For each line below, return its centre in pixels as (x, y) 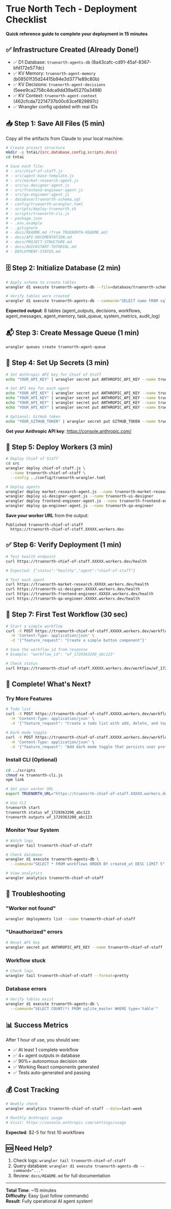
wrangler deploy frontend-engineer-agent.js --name (61, 501)
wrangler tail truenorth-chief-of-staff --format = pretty (67, 975)
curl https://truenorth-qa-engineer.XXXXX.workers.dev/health (73, 599)
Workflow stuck (26, 960)
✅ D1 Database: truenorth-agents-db (52, 62)
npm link (15, 780)
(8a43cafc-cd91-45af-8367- (121, 62)
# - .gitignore (22, 228)
